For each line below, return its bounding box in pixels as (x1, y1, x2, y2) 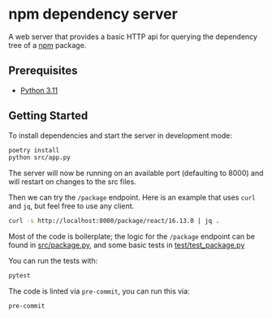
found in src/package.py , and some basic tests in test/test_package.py (8, 240, 245, 250)
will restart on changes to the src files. (8, 177, 136, 187)
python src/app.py (8, 153, 71, 162)
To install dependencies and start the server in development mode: (8, 131, 233, 140)
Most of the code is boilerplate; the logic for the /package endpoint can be (8, 232, 256, 242)
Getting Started (8, 109, 89, 122)
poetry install (8, 146, 60, 154)
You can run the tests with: (8, 256, 98, 266)
